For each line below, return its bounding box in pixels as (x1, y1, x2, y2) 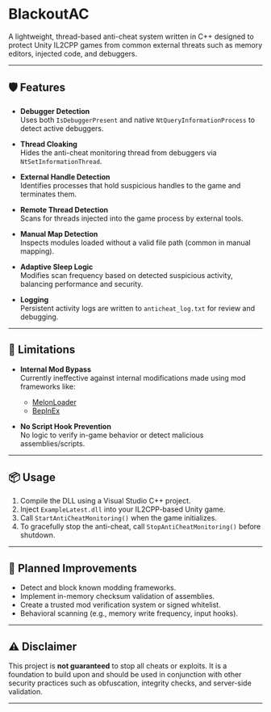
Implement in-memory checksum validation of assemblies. (19, 592, 215, 601)
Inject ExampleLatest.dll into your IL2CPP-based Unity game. (19, 504, 226, 514)
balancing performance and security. (19, 279, 144, 289)
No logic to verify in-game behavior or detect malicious (19, 430, 204, 440)
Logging (19, 294, 49, 304)
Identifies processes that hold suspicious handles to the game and (19, 180, 241, 190)
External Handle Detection (19, 171, 110, 182)
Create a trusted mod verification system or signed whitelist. (19, 600, 221, 610)
